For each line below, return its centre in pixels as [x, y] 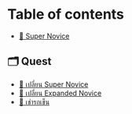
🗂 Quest [29, 61]
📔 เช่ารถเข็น [34, 102]
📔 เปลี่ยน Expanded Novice [60, 93]
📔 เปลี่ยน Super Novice [53, 84]
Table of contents [66, 14]
